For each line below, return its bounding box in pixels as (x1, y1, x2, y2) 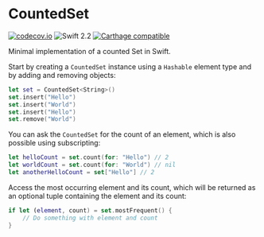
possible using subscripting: (8, 138, 101, 148)
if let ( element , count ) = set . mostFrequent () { (8, 206, 173, 215)
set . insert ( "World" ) (8, 100, 77, 108)
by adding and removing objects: (8, 70, 116, 80)
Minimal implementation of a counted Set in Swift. (8, 46, 171, 56)
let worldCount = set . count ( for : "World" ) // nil (8, 161, 177, 169)
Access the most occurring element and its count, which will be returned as (8, 182, 256, 192)
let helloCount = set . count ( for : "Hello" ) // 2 (8, 153, 169, 161)
